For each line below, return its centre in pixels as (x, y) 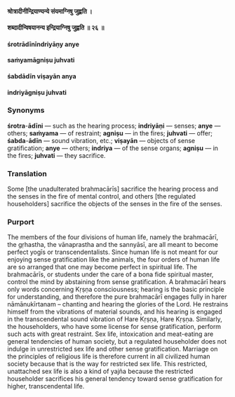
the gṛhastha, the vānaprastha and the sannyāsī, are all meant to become (113, 245)
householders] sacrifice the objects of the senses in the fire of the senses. (115, 204)
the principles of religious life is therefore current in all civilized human (109, 356)
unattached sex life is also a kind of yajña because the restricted (100, 371)
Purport (21, 222)
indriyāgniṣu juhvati (37, 92)
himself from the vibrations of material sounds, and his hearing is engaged (115, 312)
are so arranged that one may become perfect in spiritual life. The (102, 267)
